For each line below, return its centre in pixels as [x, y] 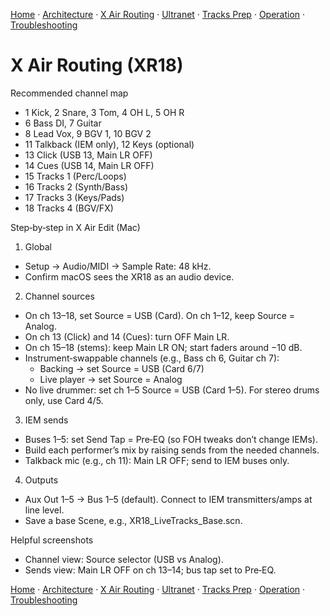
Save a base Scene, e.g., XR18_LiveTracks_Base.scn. [133, 520]
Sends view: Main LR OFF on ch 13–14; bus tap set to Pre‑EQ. [150, 570]
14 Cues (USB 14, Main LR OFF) [89, 165]
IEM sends [46, 420]
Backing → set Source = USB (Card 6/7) [122, 368]
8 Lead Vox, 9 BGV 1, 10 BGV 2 [88, 133]
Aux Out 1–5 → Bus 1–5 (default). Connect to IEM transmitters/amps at [168, 499]
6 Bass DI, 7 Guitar [63, 123]
